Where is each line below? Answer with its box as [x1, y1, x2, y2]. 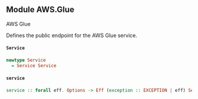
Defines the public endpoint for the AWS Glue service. [6, 32, 137, 39]
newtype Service [6, 57, 46, 64]
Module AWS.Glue [6, 5, 75, 15]
